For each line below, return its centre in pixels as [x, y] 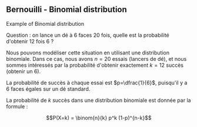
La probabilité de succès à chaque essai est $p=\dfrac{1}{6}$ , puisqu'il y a [97, 83]
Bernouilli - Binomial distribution [67, 10]
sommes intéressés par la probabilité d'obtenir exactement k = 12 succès [95, 65]
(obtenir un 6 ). [24, 71]
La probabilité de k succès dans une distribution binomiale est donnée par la [98, 100]
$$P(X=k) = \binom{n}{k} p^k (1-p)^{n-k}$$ [99, 118]
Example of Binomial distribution [45, 23]
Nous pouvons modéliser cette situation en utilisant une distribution [88, 53]
